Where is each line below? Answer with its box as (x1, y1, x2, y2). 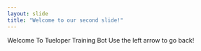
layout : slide (7, 10, 49, 17)
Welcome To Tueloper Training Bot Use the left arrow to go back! (7, 36, 195, 44)
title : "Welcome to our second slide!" (7, 17, 124, 24)
